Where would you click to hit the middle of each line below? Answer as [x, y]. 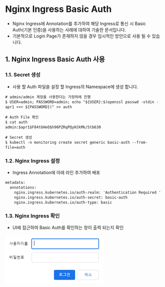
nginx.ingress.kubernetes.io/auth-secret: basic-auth [71, 197]
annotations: [23, 188]
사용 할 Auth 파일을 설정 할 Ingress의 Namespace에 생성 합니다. [75, 87]
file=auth [15, 147]
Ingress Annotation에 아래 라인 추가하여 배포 [56, 172]
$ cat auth [16, 122]
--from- [140, 142]
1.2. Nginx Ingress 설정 [33, 161]
